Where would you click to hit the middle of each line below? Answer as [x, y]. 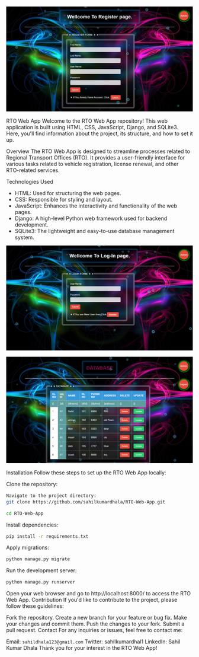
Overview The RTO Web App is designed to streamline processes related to [98, 151]
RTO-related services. [33, 170]
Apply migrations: [28, 548]
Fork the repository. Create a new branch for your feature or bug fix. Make [97, 618]
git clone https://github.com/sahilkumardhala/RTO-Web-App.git [86, 502]
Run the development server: [41, 570]
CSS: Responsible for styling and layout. [64, 200]
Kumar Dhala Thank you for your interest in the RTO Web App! [82, 648]
